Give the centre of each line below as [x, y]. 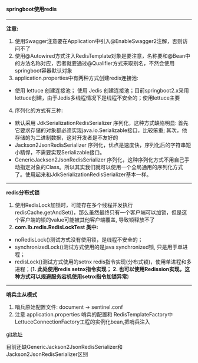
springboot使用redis [32, 9]
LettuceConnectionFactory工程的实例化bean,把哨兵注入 [82, 322]
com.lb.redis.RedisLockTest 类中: [56, 227]
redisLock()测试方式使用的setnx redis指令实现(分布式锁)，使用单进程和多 [103, 262]
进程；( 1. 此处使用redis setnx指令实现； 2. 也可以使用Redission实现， [100, 269]
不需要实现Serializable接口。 [70, 153]
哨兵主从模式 [22, 295]
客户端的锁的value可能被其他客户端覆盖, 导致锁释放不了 [87, 220]
